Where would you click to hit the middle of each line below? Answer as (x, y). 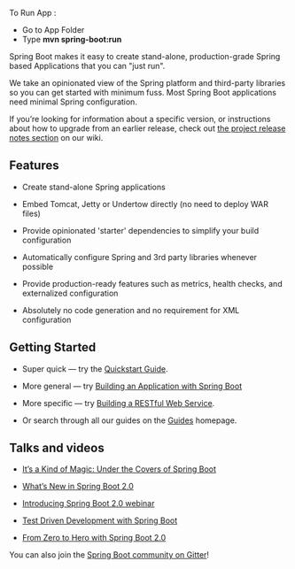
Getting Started (53, 347)
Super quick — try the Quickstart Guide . (95, 369)
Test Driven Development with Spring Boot (100, 520)
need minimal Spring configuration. (73, 102)
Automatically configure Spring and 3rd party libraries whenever (140, 257)
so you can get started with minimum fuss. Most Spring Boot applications (143, 92)
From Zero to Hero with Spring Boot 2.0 (94, 538)
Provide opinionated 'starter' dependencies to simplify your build (140, 230)
